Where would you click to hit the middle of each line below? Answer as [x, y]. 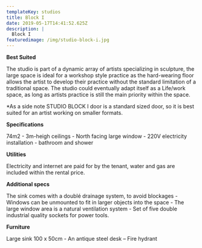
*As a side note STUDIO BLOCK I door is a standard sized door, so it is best [100, 106]
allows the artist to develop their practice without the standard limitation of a [101, 82]
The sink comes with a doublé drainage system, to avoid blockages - [92, 196]
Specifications [25, 124]
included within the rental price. [46, 172]
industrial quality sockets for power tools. [58, 215]
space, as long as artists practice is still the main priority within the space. [98, 95]
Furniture [18, 227]
